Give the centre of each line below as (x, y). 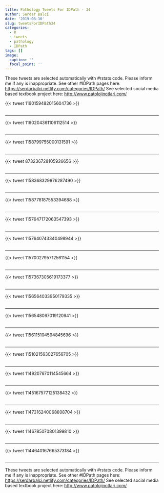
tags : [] (14, 50)
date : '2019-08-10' (25, 19)
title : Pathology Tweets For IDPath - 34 (48, 10)
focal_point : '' (26, 64)
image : (12, 55)
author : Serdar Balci (27, 14)
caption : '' (22, 60)
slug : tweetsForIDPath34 (30, 23)
